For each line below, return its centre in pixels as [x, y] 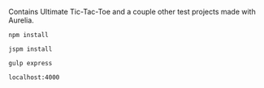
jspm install [30, 49]
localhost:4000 [34, 78]
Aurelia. [21, 20]
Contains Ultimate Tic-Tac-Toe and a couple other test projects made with [132, 12]
